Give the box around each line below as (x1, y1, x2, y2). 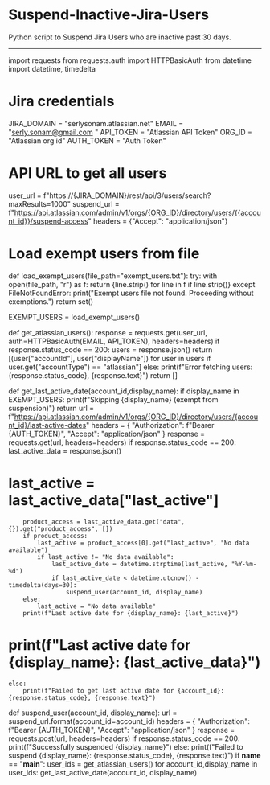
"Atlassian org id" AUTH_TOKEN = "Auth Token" (8, 135, 166, 146)
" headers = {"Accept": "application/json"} (88, 216, 228, 226)
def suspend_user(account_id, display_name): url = (8, 708, 178, 717)
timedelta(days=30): (8, 581, 78, 589)
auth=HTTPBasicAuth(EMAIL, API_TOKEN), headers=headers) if (8, 336, 220, 346)
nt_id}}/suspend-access (8, 216, 88, 226)
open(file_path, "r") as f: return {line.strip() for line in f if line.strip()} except (8, 279, 256, 289)
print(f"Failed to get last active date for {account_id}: (22, 686, 225, 695)
